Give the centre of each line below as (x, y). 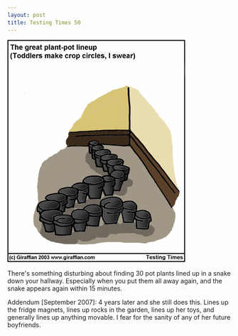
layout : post (27, 15)
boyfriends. (24, 325)
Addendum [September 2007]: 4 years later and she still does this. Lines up (118, 302)
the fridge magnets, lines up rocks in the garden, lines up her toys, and (111, 310)
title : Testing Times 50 (44, 22)
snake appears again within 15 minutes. (65, 288)
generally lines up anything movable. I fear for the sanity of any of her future (119, 317)
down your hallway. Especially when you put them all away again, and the (115, 281)
